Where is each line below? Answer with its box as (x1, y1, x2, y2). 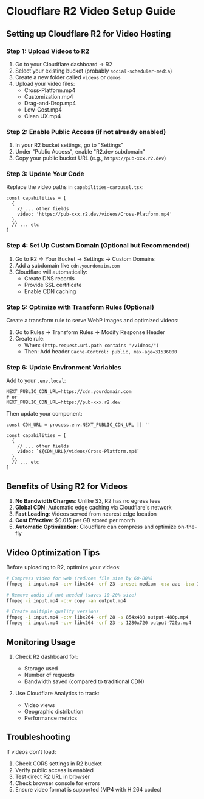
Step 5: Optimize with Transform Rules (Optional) (6, 303, 155, 311)
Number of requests (24, 671, 75, 678)
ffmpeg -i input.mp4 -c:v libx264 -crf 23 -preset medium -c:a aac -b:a (6, 581, 194, 587)
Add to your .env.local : (6, 377, 66, 385)
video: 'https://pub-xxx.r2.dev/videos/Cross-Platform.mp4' (17, 211, 172, 218)
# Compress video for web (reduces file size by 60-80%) (6, 575, 154, 581)
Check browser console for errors (15, 779, 100, 787)
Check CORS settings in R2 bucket (15, 760, 102, 767)
